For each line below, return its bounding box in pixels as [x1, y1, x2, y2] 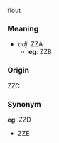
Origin [7, 65, 30, 75]
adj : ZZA [17, 40, 43, 48]
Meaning [7, 23, 39, 33]
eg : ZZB [28, 48, 52, 56]
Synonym [7, 99, 41, 109]
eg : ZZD [7, 115, 31, 124]
